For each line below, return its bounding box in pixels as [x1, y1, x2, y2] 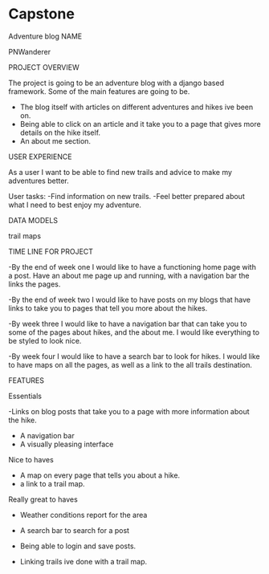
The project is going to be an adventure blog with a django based [8, 78, 225, 88]
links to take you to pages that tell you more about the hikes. [8, 303, 208, 313]
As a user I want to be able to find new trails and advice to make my [8, 167, 233, 177]
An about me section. [19, 136, 91, 145]
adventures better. [8, 176, 70, 185]
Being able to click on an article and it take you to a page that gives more [19, 119, 261, 128]
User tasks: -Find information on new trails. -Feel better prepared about [8, 191, 245, 201]
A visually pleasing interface [19, 439, 114, 449]
